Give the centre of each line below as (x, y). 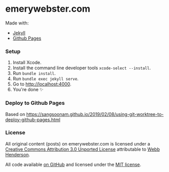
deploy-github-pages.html (33, 120)
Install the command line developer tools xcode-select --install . (82, 68)
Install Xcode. (27, 63)
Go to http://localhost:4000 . (42, 84)
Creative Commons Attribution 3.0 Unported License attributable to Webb (82, 149)
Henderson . (18, 154)
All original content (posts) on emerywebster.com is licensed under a (78, 144)
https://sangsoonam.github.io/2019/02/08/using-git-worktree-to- (95, 114)
